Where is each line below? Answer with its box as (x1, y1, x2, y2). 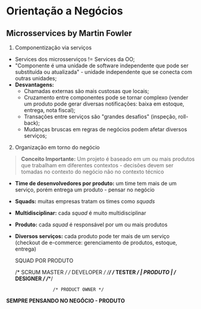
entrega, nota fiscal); (23, 107, 76, 113)
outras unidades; (14, 75, 57, 82)
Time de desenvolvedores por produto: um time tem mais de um (14, 180, 177, 187)
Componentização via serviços (14, 44, 92, 51)
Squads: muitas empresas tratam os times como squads (14, 198, 155, 205)
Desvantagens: (14, 81, 54, 88)
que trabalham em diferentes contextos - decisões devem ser (20, 162, 174, 169)
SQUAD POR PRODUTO (14, 257, 74, 264)
